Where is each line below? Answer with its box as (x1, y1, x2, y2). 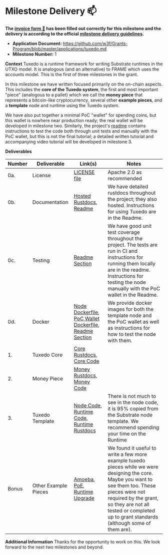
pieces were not (107, 488, 145, 495)
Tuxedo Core (32, 351, 63, 358)
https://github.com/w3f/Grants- (62, 40, 128, 47)
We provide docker (107, 299, 152, 306)
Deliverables (5, 148, 32, 154)
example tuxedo (107, 457, 145, 464)
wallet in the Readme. (107, 291, 158, 298)
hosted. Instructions (107, 202, 154, 209)
